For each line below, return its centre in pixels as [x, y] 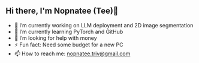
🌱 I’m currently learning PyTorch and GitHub [69, 31]
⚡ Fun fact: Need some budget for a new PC [69, 45]
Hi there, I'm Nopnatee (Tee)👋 [62, 11]
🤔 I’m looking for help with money [55, 38]
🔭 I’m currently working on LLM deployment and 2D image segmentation [104, 25]
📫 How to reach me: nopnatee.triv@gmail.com [72, 53]
